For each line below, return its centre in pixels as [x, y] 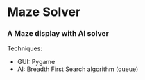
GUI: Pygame [36, 62]
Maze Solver [44, 12]
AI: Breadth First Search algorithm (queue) [78, 69]
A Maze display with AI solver [58, 34]
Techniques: [25, 48]
